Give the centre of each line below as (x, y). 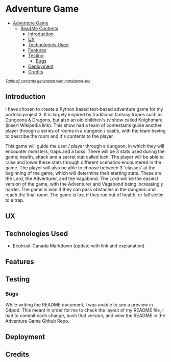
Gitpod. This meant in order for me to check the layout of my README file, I (84, 310)
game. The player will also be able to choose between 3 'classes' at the (80, 167)
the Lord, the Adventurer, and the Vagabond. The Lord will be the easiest (82, 178)
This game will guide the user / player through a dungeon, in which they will (85, 146)
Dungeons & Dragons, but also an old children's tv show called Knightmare (84, 120)
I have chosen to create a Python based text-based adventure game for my (84, 109)
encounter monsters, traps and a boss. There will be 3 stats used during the (85, 151)
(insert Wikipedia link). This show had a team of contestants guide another (83, 125)
